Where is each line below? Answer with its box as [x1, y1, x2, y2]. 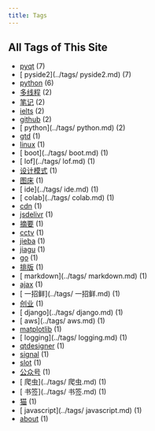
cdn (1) [19, 202, 42, 211]
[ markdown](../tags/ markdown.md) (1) [19, 271, 148, 281]
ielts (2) [19, 106, 45, 116]
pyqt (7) [19, 61, 46, 71]
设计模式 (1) [19, 166, 57, 176]
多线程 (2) [19, 87, 53, 97]
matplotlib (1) [19, 325, 62, 334]
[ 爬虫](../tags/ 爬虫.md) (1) [19, 377, 107, 387]
